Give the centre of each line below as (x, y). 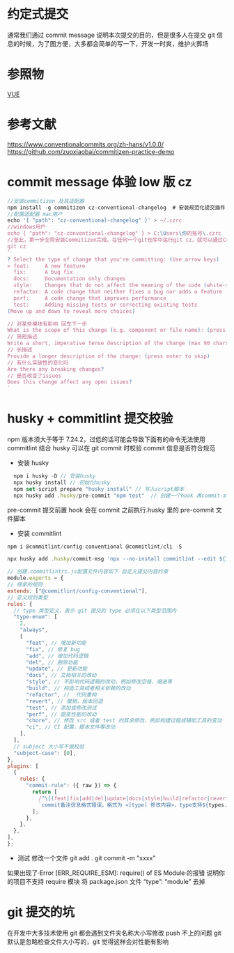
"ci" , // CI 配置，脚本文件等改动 (70, 727)
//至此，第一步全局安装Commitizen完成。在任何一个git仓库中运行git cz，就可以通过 (115, 240)
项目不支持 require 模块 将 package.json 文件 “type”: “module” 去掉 (109, 881)
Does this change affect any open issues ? (70, 382)
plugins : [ (23, 766)
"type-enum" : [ (36, 617)
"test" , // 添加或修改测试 (61, 708)
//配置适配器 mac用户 (35, 214)
